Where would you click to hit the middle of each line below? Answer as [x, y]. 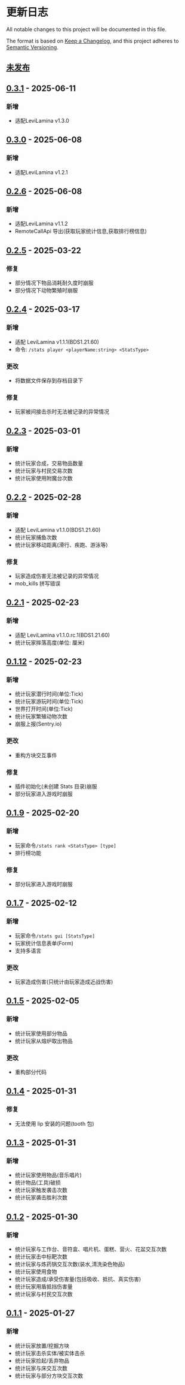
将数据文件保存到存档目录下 [49, 380]
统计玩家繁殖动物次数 [41, 716]
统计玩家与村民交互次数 [44, 1294]
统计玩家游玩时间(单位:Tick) [49, 701]
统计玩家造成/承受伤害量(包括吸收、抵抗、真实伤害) [78, 1279]
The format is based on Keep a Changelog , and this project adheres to [92, 41]
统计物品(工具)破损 [38, 1183]
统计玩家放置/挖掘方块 [42, 1345]
